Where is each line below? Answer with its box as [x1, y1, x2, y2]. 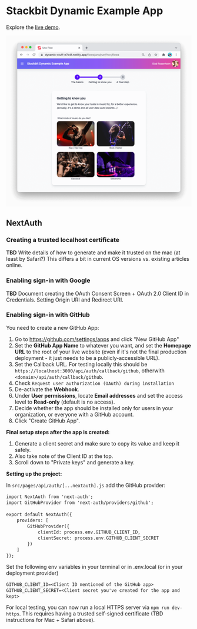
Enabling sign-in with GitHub [6, 311, 90, 319]
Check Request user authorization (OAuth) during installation [14, 379, 175, 386]
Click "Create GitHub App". [14, 417, 81, 424]
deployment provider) [6, 569, 59, 576]
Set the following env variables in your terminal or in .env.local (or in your [6, 563, 183, 570]
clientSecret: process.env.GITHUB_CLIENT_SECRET [37, 535, 159, 541]
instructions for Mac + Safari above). [6, 616, 95, 623]
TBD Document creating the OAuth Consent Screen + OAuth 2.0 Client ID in [6, 290, 189, 297]
